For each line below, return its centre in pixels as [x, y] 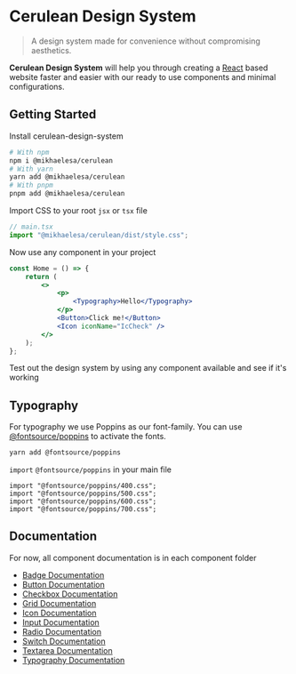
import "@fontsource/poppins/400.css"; [83, 486]
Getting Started [53, 114]
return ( [41, 277]
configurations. [37, 86]
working [24, 377]
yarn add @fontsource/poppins [65, 453]
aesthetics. [51, 50]
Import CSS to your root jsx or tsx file [79, 210]
